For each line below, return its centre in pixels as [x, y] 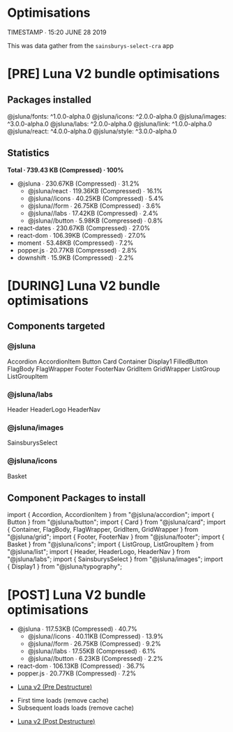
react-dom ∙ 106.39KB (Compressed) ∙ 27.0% [82, 235]
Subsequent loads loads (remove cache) [76, 708]
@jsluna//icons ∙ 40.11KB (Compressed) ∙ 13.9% [96, 636]
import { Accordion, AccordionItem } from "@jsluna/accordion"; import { [111, 515]
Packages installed [50, 99]
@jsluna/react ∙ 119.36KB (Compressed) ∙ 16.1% [95, 191]
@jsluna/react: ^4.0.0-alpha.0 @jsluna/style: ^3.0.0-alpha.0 [92, 131]
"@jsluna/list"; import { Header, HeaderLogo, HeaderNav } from [99, 552]
